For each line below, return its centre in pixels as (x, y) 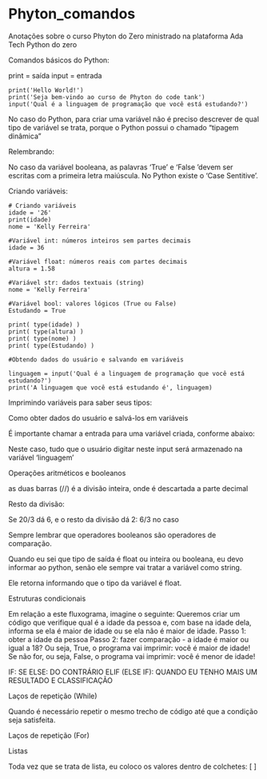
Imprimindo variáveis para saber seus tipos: (80, 402)
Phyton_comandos (72, 14)
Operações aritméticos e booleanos (67, 473)
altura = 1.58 (32, 269)
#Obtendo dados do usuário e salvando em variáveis (96, 360)
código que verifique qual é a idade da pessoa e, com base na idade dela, (130, 622)
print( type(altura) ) (46, 332)
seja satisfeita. (32, 720)
